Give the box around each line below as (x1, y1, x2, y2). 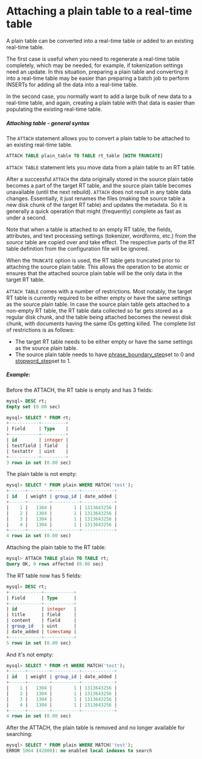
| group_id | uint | (6, 623, 77, 629)
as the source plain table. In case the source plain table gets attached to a (6, 301, 190, 308)
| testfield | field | (6, 443, 69, 449)
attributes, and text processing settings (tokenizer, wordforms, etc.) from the (6, 232, 197, 239)
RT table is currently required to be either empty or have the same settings (6, 294, 192, 301)
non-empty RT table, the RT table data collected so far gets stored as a (6, 307, 183, 314)
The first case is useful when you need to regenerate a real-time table (6, 55, 180, 62)
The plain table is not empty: (6, 471, 77, 478)
